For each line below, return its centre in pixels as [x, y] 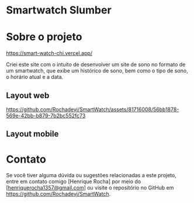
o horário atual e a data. [35, 77]
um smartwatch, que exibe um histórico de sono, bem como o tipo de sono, [97, 71]
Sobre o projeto [44, 37]
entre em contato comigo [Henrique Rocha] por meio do [74, 181]
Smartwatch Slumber [59, 10]
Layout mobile [32, 134]
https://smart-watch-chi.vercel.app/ [49, 53]
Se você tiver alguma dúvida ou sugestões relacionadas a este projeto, [91, 176]
